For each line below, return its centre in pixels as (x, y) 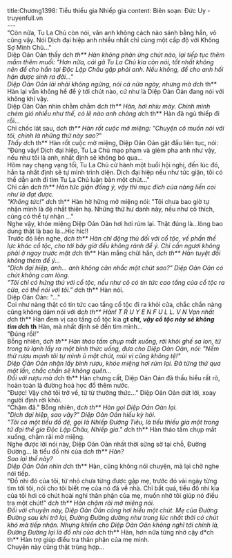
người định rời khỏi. (35, 400)
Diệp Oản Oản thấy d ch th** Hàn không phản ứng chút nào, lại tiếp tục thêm (116, 55)
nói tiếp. (19, 473)
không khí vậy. (28, 99)
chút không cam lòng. (38, 275)
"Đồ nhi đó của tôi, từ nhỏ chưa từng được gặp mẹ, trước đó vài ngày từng (112, 481)
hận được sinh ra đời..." (40, 77)
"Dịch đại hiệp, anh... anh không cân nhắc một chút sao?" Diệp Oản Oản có (115, 268)
